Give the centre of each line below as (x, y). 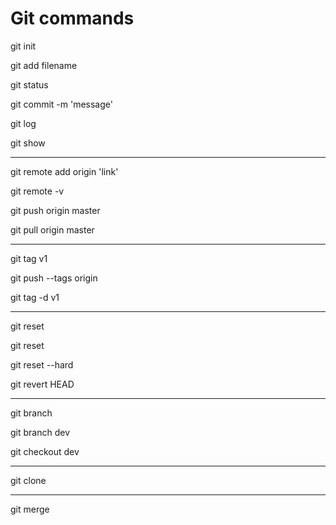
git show (28, 143)
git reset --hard (42, 364)
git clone (28, 480)
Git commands (72, 18)
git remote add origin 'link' (64, 171)
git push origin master (55, 210)
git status (29, 84)
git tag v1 (29, 258)
